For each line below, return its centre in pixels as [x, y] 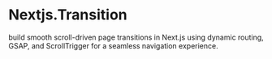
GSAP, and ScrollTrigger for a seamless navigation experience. [113, 45]
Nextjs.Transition [68, 15]
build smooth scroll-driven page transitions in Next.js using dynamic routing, [136, 37]
